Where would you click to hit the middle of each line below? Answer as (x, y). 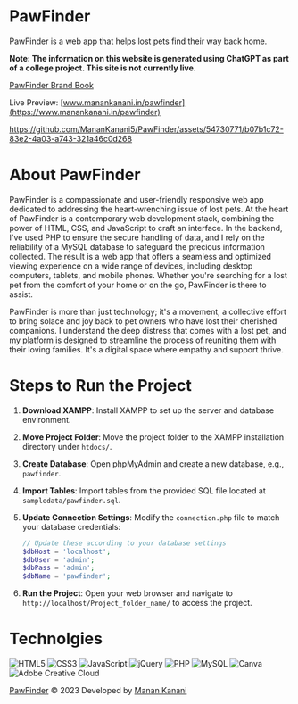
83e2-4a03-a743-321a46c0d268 (70, 138)
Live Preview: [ (37, 102)
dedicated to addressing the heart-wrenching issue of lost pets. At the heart (149, 209)
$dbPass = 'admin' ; (58, 568)
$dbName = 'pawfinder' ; (66, 576)
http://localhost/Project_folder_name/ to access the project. (137, 603)
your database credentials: (71, 526)
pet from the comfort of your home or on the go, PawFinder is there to (138, 285)
